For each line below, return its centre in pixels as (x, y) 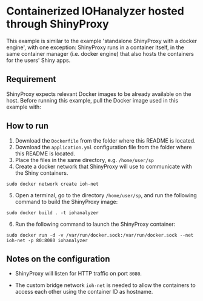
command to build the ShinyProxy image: (66, 201)
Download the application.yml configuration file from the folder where (103, 147)
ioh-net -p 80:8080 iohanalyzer (47, 240)
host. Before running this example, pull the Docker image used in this (92, 100)
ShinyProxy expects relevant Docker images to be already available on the (99, 94)
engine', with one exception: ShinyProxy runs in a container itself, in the (95, 47)
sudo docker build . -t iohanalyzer (52, 213)
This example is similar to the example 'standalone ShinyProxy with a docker (102, 41)
